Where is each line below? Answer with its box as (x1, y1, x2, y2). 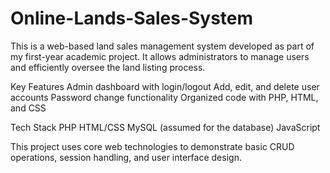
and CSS (10, 102, 47, 114)
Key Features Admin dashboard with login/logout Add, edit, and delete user (10, 80, 320, 92)
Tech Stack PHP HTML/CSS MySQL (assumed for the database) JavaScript (10, 121, 321, 133)
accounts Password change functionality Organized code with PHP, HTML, (10, 91, 319, 103)
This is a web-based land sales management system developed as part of (10, 40, 315, 52)
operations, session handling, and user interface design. (10, 151, 242, 163)
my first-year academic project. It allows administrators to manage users (10, 50, 310, 62)
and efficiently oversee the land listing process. (10, 61, 206, 73)
